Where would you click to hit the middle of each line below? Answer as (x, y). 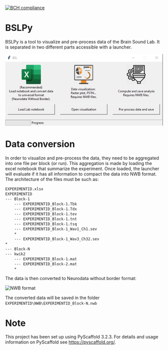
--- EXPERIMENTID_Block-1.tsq (46, 224)
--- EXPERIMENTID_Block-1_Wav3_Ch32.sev (57, 239)
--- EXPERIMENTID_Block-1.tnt (46, 219)
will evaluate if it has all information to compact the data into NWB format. (81, 174)
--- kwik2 (15, 254)
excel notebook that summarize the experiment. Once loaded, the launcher (82, 168)
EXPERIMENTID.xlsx (24, 189)
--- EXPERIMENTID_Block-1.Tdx (46, 209)
